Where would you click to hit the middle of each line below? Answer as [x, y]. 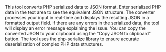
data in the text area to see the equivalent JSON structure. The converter [80, 12]
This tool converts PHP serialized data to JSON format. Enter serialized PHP [83, 7]
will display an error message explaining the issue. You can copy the [75, 28]
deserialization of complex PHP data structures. [54, 44]
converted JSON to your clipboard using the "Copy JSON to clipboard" [78, 34]
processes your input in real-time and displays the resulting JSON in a [77, 18]
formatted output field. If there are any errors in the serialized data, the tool [82, 23]
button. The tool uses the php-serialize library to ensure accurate [72, 39]
